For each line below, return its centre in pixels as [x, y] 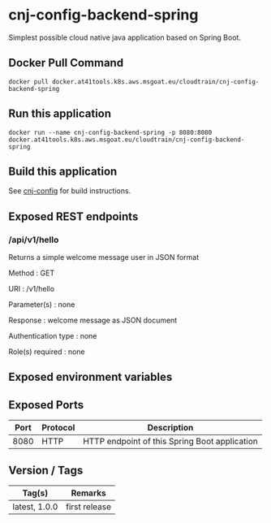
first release [89, 507]
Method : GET [32, 273]
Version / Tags [46, 470]
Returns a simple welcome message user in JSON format [104, 257]
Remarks [89, 493]
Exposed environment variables [90, 377]
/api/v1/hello [34, 240]
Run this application [60, 114]
